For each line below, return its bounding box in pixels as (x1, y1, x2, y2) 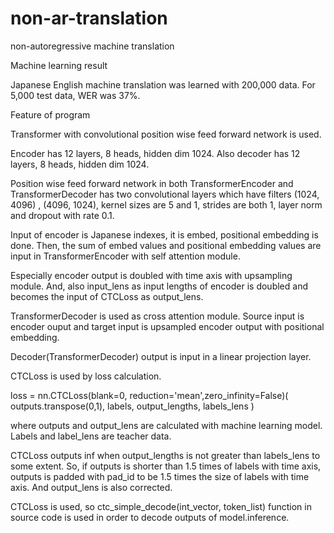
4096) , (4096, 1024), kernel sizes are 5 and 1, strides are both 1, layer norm (10, 198, 323, 211)
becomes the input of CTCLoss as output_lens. (10, 290, 204, 302)
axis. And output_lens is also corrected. (10, 481, 173, 493)
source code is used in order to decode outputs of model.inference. (10, 511, 290, 523)
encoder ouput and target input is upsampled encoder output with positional (10, 320, 325, 332)
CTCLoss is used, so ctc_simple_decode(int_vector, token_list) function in (10, 500, 312, 512)
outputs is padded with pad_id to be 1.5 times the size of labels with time (10, 470, 310, 482)
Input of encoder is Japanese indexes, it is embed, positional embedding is (10, 228, 319, 241)
